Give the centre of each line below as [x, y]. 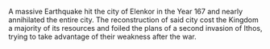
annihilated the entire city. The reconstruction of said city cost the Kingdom [134, 20]
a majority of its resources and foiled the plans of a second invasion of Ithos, [135, 28]
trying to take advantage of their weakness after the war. [102, 36]
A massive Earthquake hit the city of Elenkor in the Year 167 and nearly [126, 11]
